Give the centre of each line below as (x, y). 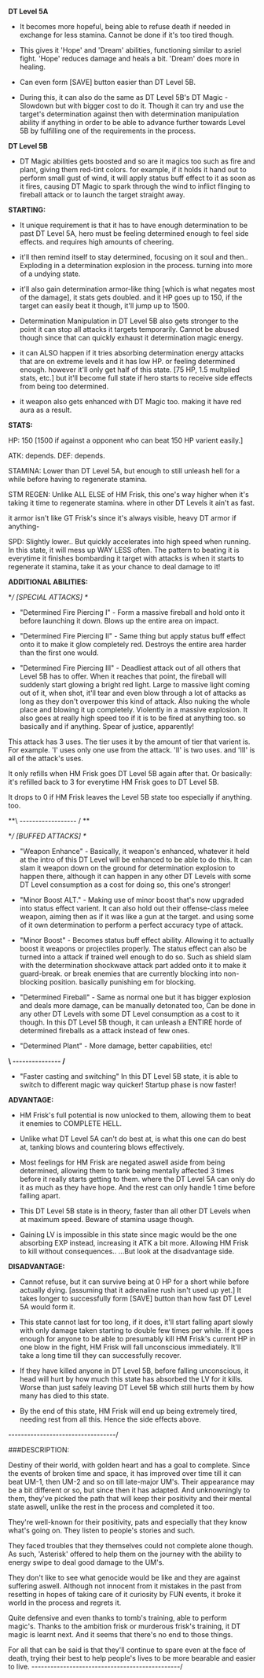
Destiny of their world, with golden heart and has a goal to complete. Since (129, 1465)
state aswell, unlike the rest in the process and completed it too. (111, 1507)
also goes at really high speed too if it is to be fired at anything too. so (132, 718)
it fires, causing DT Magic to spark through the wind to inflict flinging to (135, 186)
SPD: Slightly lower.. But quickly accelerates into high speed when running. (130, 541)
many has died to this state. (64, 1396)
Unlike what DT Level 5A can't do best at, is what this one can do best (133, 1139)
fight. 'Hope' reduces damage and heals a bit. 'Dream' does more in (129, 59)
